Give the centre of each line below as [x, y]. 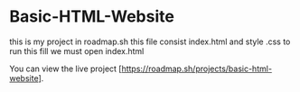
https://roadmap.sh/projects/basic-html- [197, 69]
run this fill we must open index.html [77, 51]
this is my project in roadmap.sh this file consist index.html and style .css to [150, 41]
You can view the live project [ [66, 69]
